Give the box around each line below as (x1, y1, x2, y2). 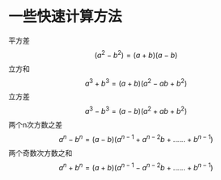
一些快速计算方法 (8, 7, 123, 26)
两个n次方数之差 (8, 119, 63, 129)
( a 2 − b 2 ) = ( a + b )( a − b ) (94, 48, 178, 60)
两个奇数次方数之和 (8, 148, 73, 157)
